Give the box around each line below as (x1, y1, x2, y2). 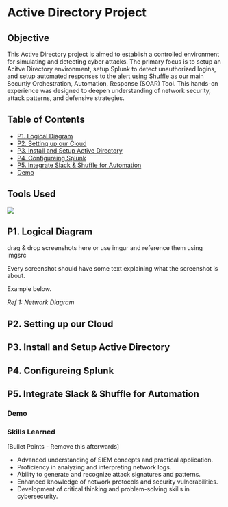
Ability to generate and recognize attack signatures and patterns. (16, 471, 201, 479)
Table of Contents (7, 114, 86, 125)
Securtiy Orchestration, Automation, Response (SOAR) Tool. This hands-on (7, 79, 218, 87)
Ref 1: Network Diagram (7, 298, 75, 306)
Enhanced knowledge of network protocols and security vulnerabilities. (16, 478, 218, 486)
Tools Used (7, 188, 56, 200)
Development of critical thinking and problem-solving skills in (16, 485, 190, 493)
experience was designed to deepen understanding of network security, (7, 87, 211, 95)
